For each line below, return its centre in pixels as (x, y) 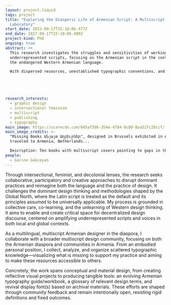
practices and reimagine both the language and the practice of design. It (81, 185)
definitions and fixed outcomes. (38, 297)
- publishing (24, 118)
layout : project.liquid (31, 10)
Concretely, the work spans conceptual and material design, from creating (83, 270)
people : (13, 155)
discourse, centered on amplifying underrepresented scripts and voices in (83, 218)
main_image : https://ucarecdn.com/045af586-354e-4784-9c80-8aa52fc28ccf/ (85, 127)
